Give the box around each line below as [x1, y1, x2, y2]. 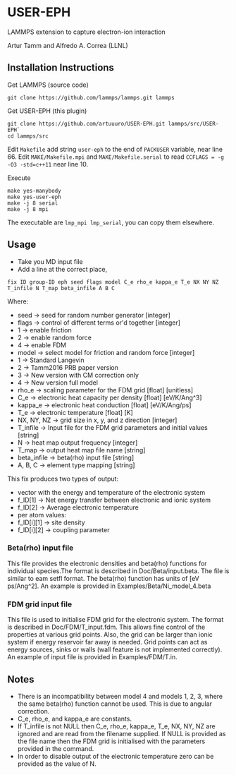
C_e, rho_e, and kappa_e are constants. [17, 714, 132, 723]
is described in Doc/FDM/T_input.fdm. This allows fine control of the [7, 623, 206, 632]
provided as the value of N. [17, 759, 97, 768]
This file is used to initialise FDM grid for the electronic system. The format [7, 615, 224, 624]
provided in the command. [17, 744, 94, 752]
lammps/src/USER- [168, 120, 219, 127]
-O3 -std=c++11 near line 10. [7, 160, 89, 168]
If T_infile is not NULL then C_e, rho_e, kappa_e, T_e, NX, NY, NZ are [17, 721, 216, 731]
